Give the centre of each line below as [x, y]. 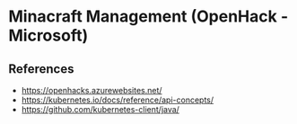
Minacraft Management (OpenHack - [148, 17]
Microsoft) [48, 35]
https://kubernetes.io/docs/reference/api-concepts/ [118, 100]
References [41, 69]
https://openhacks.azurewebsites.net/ [92, 90]
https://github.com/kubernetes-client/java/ [100, 109]
